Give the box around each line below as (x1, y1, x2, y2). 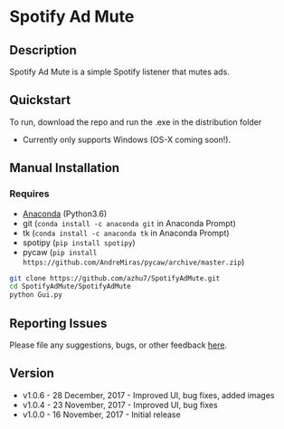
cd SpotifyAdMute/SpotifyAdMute (9, 282, 131, 291)
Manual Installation (9, 160, 120, 176)
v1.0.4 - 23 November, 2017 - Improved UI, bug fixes (22, 399, 219, 410)
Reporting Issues (9, 315, 108, 331)
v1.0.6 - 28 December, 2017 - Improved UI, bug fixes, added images (22, 389, 275, 400)
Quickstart (9, 92, 71, 108)
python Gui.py (9, 291, 63, 300)
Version (9, 366, 54, 381)
